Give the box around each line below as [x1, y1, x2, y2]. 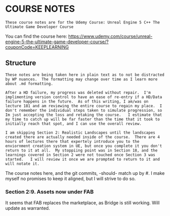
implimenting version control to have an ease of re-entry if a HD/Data [5, 95, 162, 100]
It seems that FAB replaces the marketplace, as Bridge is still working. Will [5, 200, 160, 206]
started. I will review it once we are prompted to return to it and [5, 157, 160, 162]
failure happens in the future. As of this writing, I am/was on [5, 99, 149, 104]
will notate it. [5, 161, 40, 166]
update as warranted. [5, 205, 50, 211]
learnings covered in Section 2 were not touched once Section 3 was [5, 152, 156, 158]
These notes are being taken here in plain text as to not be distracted [5, 72, 165, 77]
